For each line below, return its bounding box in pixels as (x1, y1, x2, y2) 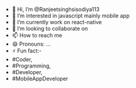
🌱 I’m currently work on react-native (11, 19, 102, 25)
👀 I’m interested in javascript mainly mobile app (11, 12, 130, 19)
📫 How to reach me (11, 32, 62, 39)
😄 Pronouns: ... (11, 40, 51, 48)
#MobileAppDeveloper (11, 75, 68, 82)
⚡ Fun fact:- (11, 47, 42, 54)
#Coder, (11, 56, 33, 63)
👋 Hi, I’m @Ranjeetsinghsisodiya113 (11, 6, 100, 13)
